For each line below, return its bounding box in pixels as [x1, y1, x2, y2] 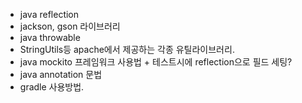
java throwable [19, 32, 81, 43]
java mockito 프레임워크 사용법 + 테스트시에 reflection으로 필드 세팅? [19, 56, 293, 68]
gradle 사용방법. [19, 81, 85, 93]
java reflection [19, 9, 80, 20]
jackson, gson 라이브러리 [19, 20, 121, 32]
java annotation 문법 [19, 69, 103, 80]
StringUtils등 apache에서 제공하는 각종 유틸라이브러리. [19, 44, 235, 55]
